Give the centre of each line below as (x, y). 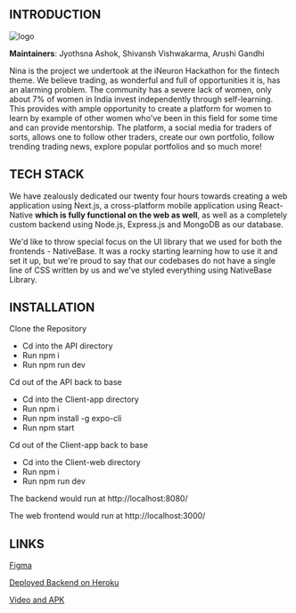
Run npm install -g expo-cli (72, 419)
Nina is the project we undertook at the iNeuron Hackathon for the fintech (144, 70)
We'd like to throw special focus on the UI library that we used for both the (146, 241)
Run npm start (48, 428)
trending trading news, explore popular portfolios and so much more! (136, 146)
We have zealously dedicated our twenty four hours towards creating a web (148, 196)
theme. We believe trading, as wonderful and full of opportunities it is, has (145, 80)
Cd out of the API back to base (66, 382)
